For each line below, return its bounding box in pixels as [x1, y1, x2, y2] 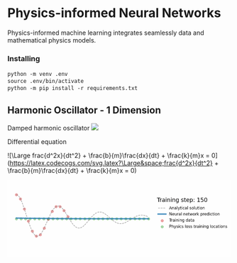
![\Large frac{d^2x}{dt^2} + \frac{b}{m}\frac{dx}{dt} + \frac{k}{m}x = [7, 151, 211, 160]
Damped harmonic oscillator [7, 124, 90, 133]
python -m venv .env [7, 71, 69, 78]
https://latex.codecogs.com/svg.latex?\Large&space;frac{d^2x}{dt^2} [9, 159, 213, 167]
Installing [7, 53, 40, 63]
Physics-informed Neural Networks [7, 5, 221, 21]
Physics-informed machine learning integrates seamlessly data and [7, 28, 204, 37]
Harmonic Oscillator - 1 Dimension [7, 104, 162, 116]
